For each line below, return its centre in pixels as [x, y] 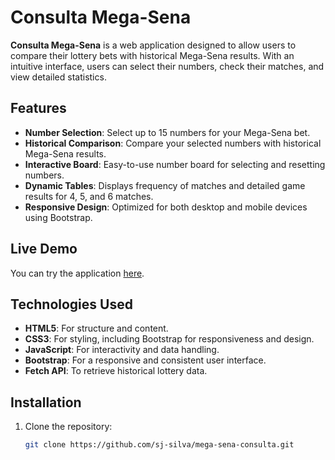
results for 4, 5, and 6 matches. [89, 196]
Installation [46, 402]
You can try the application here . [77, 273]
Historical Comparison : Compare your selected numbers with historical [173, 143]
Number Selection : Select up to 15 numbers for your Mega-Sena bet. [167, 132]
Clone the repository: [68, 427]
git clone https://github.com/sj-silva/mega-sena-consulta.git [159, 445]
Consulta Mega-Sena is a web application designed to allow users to [153, 45]
